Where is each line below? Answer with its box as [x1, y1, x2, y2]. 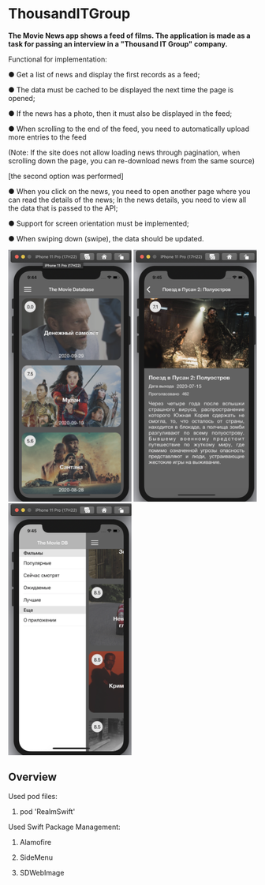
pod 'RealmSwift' [19, 806, 76, 816]
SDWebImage [19, 868, 65, 877]
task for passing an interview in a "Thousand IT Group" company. [8, 39, 228, 48]
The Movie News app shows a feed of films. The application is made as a [8, 31, 251, 40]
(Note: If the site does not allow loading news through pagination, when [8, 147, 241, 157]
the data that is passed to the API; [8, 203, 118, 213]
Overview [8, 771, 58, 784]
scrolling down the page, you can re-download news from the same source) [8, 155, 255, 166]
